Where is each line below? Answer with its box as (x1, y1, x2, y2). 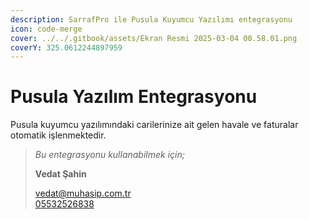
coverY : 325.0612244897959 (10, 42, 123, 53)
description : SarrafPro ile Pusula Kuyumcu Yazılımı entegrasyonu (10, 14, 293, 25)
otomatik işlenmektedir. (10, 129, 107, 141)
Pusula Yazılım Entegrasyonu (10, 86, 258, 108)
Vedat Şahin (34, 168, 87, 180)
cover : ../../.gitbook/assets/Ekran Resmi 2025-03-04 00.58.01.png (10, 33, 298, 43)
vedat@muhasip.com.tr (34, 187, 132, 200)
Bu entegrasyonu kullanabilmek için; (34, 149, 185, 161)
